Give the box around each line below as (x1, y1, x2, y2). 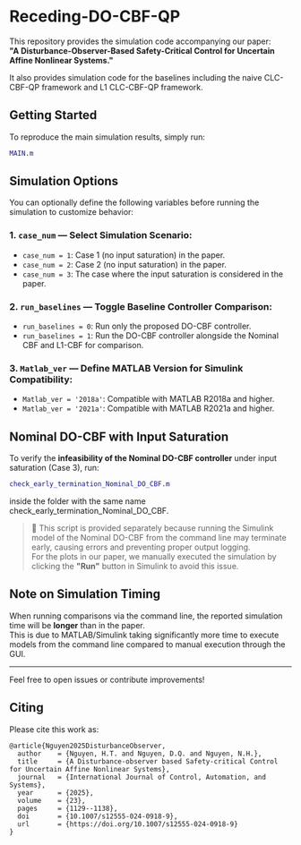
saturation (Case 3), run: (9, 463, 100, 474)
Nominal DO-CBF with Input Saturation (9, 429, 229, 444)
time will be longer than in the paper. (9, 619, 145, 630)
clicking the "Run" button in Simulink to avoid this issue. (30, 561, 239, 572)
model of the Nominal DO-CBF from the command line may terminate (30, 533, 287, 543)
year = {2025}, (17, 788, 94, 798)
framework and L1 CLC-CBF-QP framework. (41, 81, 203, 92)
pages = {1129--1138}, (17, 804, 118, 813)
